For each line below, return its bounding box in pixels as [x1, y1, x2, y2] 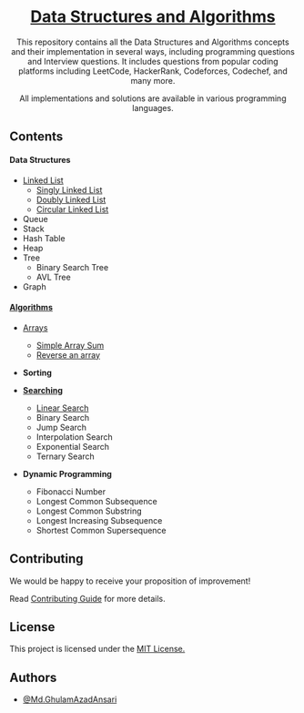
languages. [131, 102, 175, 113]
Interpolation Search [35, 431, 113, 443]
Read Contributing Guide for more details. [9, 593, 166, 604]
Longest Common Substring [35, 505, 143, 516]
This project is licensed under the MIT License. [9, 644, 186, 655]
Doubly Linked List [35, 194, 106, 205]
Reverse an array [35, 349, 101, 361]
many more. [130, 75, 176, 86]
